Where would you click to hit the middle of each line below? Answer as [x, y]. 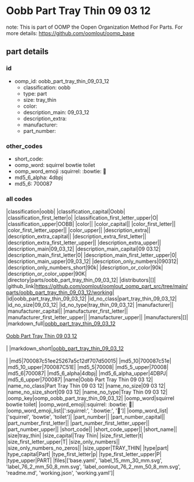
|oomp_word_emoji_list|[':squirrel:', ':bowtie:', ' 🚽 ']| [66, 411]
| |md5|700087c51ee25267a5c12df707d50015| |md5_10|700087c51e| [89, 361]
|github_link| [21, 286]
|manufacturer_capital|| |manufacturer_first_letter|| [67, 311]
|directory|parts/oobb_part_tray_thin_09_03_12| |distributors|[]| [81, 280]
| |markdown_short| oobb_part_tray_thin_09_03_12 [65, 348]
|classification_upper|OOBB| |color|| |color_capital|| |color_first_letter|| [91, 224]
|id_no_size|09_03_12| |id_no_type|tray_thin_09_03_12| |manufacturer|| [90, 305]
